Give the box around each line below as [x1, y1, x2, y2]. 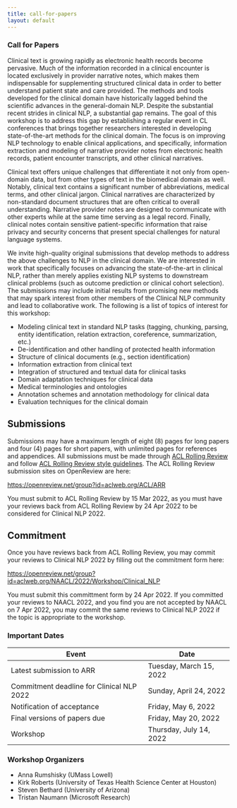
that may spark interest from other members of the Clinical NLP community [7, 294, 226, 302]
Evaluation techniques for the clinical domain [17, 397, 148, 406]
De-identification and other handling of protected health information [17, 345, 215, 353]
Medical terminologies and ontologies [17, 382, 128, 391]
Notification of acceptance [11, 701, 99, 711]
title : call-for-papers [7, 10, 78, 18]
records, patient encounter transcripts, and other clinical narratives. [7, 153, 204, 162]
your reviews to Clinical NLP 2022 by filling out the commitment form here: [7, 556, 224, 564]
